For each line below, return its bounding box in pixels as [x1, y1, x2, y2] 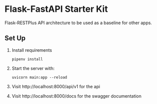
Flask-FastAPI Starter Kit [4, 3, 108, 15]
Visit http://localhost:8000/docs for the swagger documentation [11, 93, 142, 99]
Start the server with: [11, 65, 55, 71]
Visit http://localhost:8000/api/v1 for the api [11, 83, 100, 89]
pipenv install [11, 57, 43, 62]
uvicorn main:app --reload [11, 75, 67, 80]
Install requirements [11, 47, 52, 53]
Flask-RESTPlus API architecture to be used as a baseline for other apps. [4, 20, 152, 26]
